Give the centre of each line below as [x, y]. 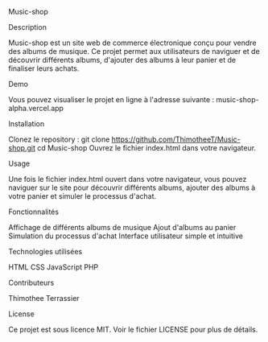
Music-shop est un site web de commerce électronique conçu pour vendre [132, 43]
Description [27, 27]
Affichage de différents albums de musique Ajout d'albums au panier [122, 227]
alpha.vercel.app [36, 108]
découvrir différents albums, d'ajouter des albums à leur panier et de [122, 60]
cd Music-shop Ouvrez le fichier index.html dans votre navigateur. [146, 148]
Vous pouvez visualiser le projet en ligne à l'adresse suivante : [111, 99]
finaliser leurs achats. [44, 68]
